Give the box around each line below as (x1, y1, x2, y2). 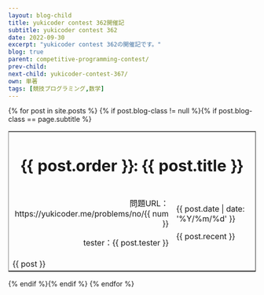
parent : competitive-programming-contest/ (8, 56, 149, 64)
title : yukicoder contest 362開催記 (8, 19, 125, 27)
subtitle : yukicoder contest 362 (8, 26, 118, 34)
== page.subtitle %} (26, 115, 92, 124)
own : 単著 (8, 77, 38, 85)
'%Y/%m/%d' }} (176, 213, 236, 224)
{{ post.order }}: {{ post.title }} (20, 156, 244, 176)
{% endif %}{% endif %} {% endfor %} (8, 278, 135, 288)
